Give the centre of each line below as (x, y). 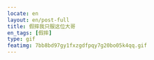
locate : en (23, 13)
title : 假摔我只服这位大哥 (42, 26)
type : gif (22, 39)
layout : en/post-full (38, 20)
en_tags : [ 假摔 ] (29, 33)
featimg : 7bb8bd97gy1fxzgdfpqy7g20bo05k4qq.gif (77, 46)
